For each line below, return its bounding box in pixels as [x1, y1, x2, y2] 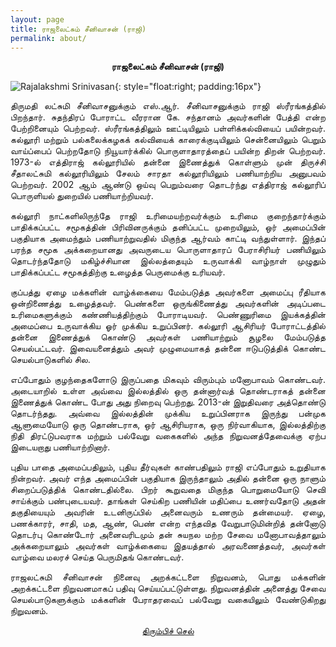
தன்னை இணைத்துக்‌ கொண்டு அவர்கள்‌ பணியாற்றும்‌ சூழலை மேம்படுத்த [10, 331, 326, 343]
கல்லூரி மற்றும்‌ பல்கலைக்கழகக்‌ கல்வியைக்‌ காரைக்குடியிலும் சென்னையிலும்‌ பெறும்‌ [10, 134, 326, 146]
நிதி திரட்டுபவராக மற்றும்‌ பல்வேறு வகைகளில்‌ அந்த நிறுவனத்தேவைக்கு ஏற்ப [10, 430, 326, 442]
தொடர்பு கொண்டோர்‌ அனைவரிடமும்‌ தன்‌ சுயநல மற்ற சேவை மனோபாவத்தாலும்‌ [10, 529, 326, 541]
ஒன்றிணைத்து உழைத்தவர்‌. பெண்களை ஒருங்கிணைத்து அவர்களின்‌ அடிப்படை [10, 297, 326, 310]
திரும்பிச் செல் [141, 625, 195, 637]
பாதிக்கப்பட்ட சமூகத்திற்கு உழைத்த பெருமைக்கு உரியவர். [10, 266, 226, 278]
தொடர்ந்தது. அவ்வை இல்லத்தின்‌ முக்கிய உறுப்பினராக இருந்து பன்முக [10, 407, 326, 420]
